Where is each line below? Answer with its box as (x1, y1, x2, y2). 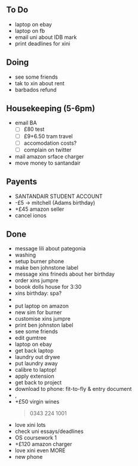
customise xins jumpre (14, 315, 70, 322)
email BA (14, 120, 37, 127)
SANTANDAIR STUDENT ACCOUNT (14, 192, 103, 200)
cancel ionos (14, 211, 47, 219)
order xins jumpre (14, 277, 59, 284)
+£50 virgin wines (14, 398, 60, 405)
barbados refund (14, 86, 57, 93)
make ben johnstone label (14, 264, 79, 271)
